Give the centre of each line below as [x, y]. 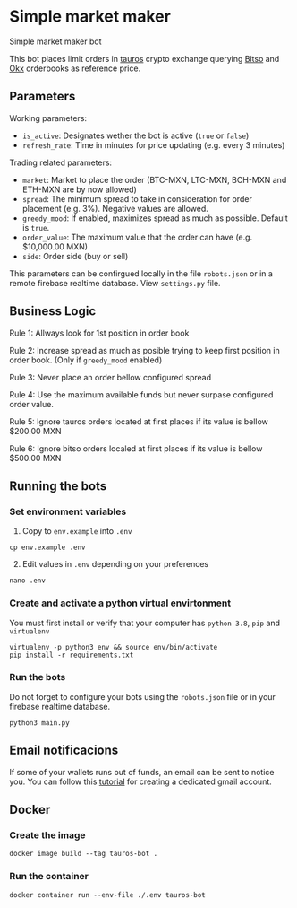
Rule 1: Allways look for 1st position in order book [99, 333]
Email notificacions [64, 751]
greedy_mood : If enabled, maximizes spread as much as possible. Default [155, 218]
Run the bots [38, 677]
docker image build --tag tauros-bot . [84, 854]
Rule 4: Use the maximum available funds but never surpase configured [141, 394]
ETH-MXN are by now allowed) [79, 189]
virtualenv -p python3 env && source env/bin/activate [114, 647]
